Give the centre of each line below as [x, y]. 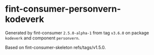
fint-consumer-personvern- [63, 9]
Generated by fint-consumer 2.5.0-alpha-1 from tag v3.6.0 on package [77, 33]
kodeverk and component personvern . [42, 38]
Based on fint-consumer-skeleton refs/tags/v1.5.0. [56, 47]
